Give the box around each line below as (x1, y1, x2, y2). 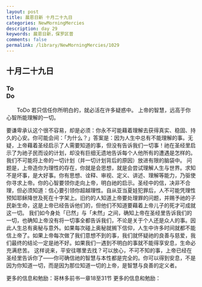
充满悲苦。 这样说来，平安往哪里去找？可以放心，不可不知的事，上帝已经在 (6, 247, 192, 254)
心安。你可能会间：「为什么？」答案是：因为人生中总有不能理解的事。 (16, 134, 188, 141)
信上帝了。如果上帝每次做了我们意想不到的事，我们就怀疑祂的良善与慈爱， (6, 232, 191, 239)
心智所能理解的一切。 (6, 113, 59, 121)
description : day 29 (6, 25, 58, 32)
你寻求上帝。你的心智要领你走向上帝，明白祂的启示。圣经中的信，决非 (6, 179, 180, 186)
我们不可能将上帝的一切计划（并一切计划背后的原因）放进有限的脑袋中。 (6, 157, 185, 164)
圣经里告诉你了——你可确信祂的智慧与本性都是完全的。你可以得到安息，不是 (6, 254, 196, 261)
